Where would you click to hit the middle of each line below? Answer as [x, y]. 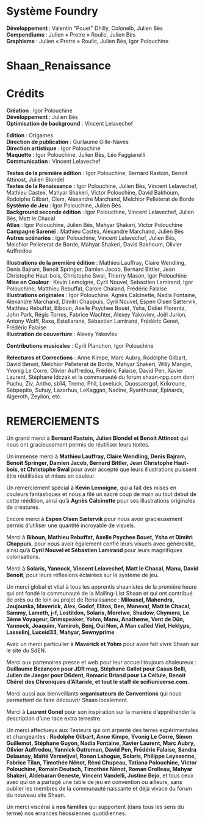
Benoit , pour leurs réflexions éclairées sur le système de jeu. [83, 575]
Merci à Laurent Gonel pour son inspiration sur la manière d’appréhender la [101, 712]
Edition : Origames [30, 135]
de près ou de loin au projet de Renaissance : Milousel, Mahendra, [90, 600]
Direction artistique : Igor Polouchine [53, 148]
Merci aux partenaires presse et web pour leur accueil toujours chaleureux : [102, 662]
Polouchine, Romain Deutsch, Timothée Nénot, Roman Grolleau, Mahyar [99, 769]
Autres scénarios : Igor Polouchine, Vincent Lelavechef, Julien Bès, [92, 238]
